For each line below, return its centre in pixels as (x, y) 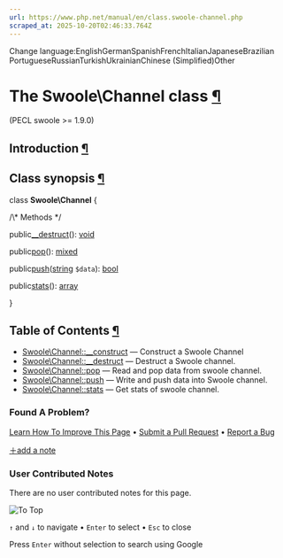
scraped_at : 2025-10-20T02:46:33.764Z (80, 26)
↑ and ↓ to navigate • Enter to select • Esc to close (100, 527)
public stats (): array (44, 285)
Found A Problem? (50, 413)
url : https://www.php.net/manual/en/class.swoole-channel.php (126, 17)
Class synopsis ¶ (57, 178)
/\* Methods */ (35, 217)
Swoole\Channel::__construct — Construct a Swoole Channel (133, 352)
